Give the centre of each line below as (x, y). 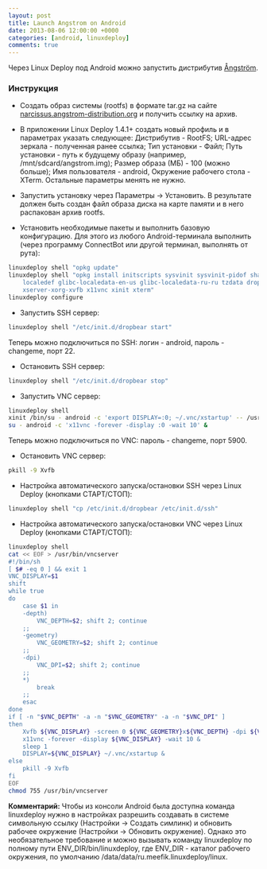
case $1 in (41, 606)
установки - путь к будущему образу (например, (103, 155)
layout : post (30, 16)
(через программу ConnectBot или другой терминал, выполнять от (134, 245)
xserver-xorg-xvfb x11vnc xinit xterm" (89, 290)
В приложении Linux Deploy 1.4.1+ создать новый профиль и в (124, 130)
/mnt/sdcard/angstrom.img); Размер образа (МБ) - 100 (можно (125, 163)
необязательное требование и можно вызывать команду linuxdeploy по (130, 840)
